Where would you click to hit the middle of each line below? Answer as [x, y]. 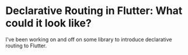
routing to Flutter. [26, 46]
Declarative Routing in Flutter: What [94, 11]
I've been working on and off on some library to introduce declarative [89, 39]
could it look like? [48, 23]
